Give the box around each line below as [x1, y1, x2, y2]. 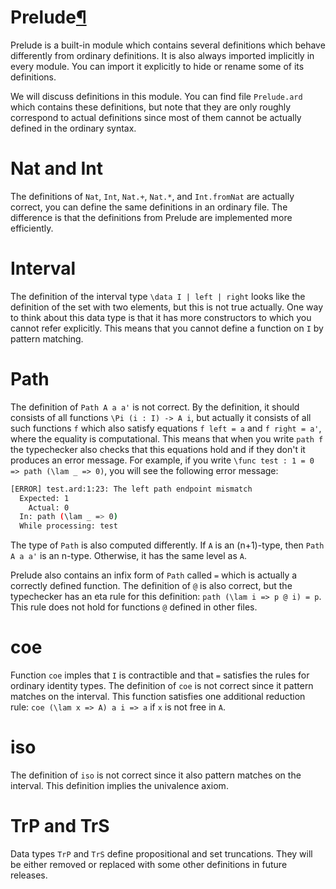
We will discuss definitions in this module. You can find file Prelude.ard [10, 90, 303, 102]
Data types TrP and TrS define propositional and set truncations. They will [10, 847, 313, 860]
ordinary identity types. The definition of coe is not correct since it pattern [10, 680, 314, 692]
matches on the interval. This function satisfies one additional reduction [10, 691, 306, 703]
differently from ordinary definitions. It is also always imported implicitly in [10, 49, 315, 61]
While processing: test [19, 521, 118, 531]
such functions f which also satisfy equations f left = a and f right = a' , [10, 422, 322, 434]
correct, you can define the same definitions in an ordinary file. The [10, 201, 288, 213]
